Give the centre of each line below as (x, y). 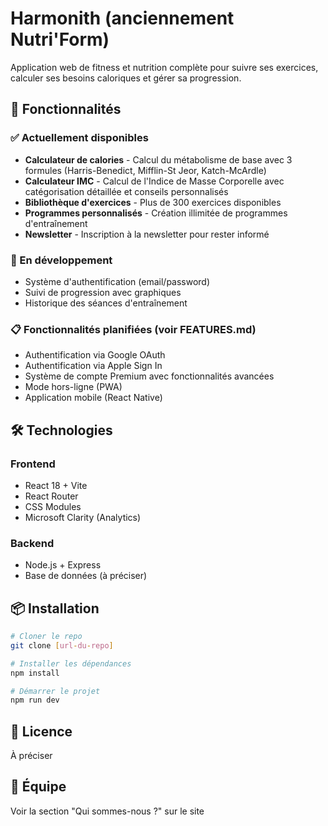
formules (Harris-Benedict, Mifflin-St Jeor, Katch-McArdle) (145, 170)
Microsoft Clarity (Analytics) (83, 517)
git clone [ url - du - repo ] (62, 645)
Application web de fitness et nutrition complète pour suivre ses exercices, (164, 67)
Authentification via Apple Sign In (93, 366)
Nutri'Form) (60, 39)
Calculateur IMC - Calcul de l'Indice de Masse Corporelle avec (154, 181)
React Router (51, 496)
